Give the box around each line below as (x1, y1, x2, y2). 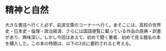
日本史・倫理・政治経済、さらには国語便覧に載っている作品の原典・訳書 (13, 28, 162, 34)
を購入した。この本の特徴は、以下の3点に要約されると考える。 (5, 40, 134, 46)
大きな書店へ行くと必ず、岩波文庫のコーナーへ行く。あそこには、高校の (5, 22, 153, 28)
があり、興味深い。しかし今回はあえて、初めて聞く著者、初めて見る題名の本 (5, 34, 161, 40)
